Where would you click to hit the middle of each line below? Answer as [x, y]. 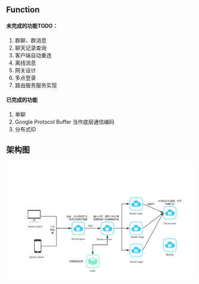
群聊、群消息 [30, 40]
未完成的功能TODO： [32, 26]
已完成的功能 [22, 100]
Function [23, 10]
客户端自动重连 [33, 55]
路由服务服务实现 [36, 85]
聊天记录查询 [30, 48]
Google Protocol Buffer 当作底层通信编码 [65, 121]
